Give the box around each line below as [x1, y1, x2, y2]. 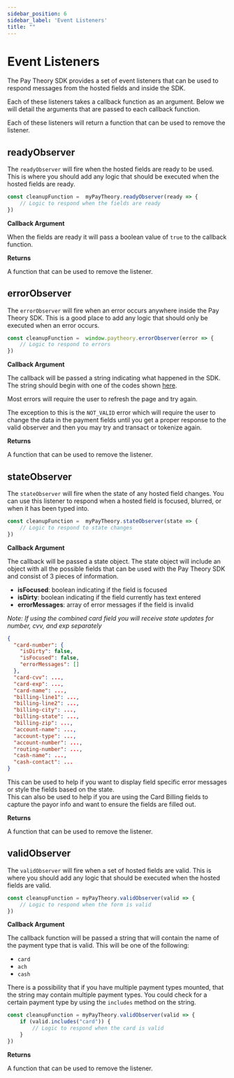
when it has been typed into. [7, 504, 89, 512]
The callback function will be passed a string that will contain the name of [7, 934, 219, 942]
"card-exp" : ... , [13, 680, 64, 687]
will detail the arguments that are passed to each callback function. [7, 105, 200, 113]
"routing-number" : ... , [13, 745, 82, 753]
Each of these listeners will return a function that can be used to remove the [7, 118, 226, 127]
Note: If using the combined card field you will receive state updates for [7, 614, 214, 622]
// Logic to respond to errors [20, 341, 111, 348]
